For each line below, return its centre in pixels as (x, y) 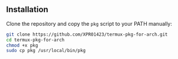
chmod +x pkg (22, 45)
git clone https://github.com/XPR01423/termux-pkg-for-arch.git (87, 34)
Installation (27, 10)
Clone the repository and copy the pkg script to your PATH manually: (89, 23)
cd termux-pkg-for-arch (35, 40)
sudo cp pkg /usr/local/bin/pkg (46, 51)
